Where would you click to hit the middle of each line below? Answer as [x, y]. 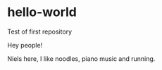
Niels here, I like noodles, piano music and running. [81, 58]
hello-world [42, 12]
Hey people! [25, 45]
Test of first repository [40, 31]
